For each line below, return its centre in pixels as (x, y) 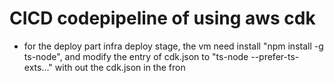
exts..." (38, 67)
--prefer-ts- (275, 56)
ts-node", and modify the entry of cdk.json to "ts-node (136, 56)
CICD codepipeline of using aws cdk (162, 18)
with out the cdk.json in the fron (120, 67)
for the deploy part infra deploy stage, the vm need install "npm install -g (173, 46)
